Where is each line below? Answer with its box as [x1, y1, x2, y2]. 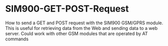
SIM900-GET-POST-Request [5, 3, 129, 15]
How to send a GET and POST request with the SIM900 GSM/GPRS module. [5, 20, 163, 26]
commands [5, 36, 29, 42]
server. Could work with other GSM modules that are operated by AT [5, 30, 148, 36]
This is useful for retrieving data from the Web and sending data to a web [5, 25, 158, 31]
